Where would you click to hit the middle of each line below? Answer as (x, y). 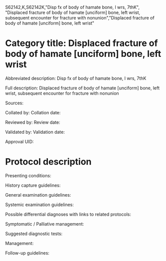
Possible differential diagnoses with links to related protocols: (68, 214)
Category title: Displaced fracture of (82, 43)
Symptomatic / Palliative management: (45, 224)
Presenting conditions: (28, 175)
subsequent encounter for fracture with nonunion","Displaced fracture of (80, 18)
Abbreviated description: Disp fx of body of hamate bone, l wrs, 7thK (76, 78)
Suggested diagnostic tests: (34, 234)
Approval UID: (19, 141)
